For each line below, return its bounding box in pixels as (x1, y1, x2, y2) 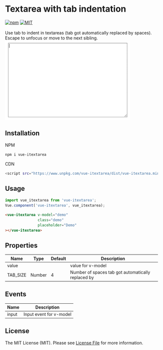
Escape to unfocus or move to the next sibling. (5, 35, 98, 41)
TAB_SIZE (7, 272, 27, 278)
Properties (5, 241, 38, 249)
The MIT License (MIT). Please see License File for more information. (5, 340, 143, 346)
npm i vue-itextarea (5, 152, 47, 157)
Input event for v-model (23, 312, 72, 317)
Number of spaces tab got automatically (70, 269, 150, 276)
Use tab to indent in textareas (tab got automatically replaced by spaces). (5, 30, 152, 36)
